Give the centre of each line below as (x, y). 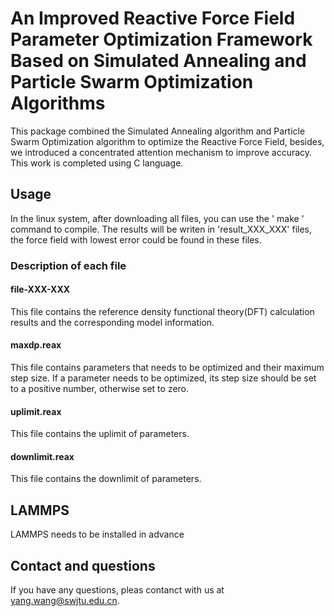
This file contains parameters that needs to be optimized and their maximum (167, 368)
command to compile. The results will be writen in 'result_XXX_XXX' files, (161, 229)
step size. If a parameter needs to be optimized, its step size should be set (163, 378)
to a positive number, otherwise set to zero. (100, 389)
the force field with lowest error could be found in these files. (136, 239)
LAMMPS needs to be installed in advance (97, 534)
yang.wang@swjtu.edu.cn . (65, 601)
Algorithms (58, 103)
